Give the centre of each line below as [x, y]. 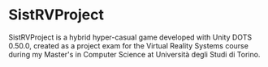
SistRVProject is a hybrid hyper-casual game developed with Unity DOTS [130, 37]
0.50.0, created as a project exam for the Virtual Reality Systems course [129, 45]
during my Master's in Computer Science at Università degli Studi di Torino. [134, 54]
